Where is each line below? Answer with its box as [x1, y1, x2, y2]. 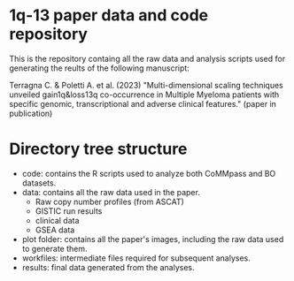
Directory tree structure [9, 139, 188, 159]
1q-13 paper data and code [9, 5, 209, 26]
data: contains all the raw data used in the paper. [21, 186, 201, 197]
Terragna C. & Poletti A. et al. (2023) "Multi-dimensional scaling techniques [9, 80, 283, 90]
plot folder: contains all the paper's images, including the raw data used [21, 233, 284, 244]
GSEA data [35, 224, 75, 235]
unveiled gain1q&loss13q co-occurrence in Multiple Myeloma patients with [9, 89, 280, 100]
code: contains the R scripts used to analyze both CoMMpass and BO [21, 168, 276, 178]
